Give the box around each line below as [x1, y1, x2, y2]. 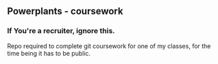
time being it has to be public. [7, 49, 91, 57]
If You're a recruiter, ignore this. [7, 26, 115, 36]
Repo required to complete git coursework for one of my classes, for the [7, 41, 211, 50]
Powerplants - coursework [7, 6, 123, 17]
